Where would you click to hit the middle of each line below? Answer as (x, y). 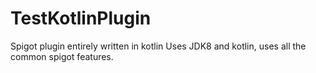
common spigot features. (62, 56)
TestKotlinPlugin (81, 18)
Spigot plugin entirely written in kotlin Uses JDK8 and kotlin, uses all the (158, 46)
